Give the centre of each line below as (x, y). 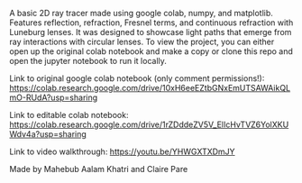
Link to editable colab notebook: (69, 115)
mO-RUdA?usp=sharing (54, 97)
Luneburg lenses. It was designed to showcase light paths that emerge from (151, 32)
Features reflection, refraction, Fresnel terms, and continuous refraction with (151, 23)
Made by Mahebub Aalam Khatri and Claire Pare (99, 169)
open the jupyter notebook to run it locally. (88, 61)
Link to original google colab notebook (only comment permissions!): (137, 78)
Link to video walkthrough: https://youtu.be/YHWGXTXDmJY (123, 151)
